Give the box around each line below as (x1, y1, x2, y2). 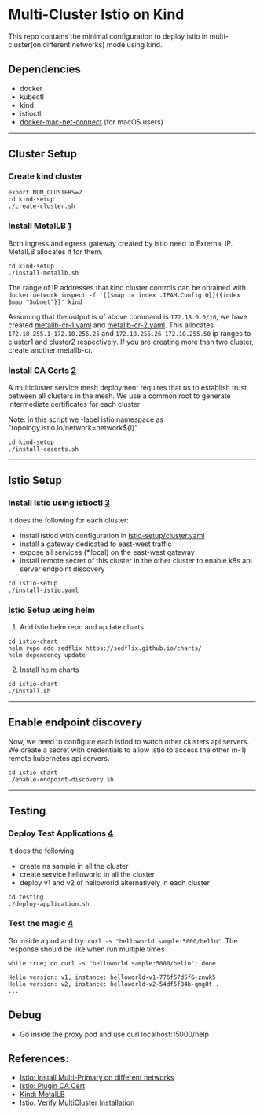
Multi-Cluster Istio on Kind (8, 6, 185, 24)
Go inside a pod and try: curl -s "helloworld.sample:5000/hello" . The (8, 936, 238, 945)
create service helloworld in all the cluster (19, 869, 156, 879)
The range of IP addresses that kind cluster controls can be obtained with (8, 282, 246, 292)
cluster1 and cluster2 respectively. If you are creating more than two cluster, (8, 337, 254, 346)
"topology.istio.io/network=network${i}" (8, 423, 139, 433)
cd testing (8, 893, 44, 901)
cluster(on (8, 39, 42, 49)
